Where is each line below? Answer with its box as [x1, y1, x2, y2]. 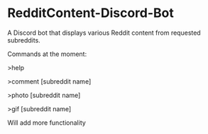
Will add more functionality [7, 118, 87, 127]
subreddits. [7, 35, 40, 44]
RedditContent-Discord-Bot [7, 5, 174, 21]
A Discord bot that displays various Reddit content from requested [7, 28, 201, 37]
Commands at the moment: [7, 50, 87, 58]
